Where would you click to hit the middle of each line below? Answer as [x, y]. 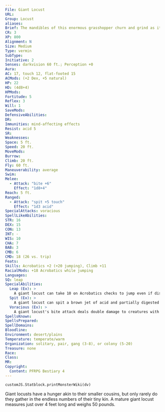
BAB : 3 [12, 248]
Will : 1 [13, 106]
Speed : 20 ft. [20, 147]
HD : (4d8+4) [17, 87]
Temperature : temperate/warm [35, 339]
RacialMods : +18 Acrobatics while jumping [49, 270]
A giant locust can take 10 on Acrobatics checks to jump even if [83, 293]
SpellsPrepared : [22, 321]
